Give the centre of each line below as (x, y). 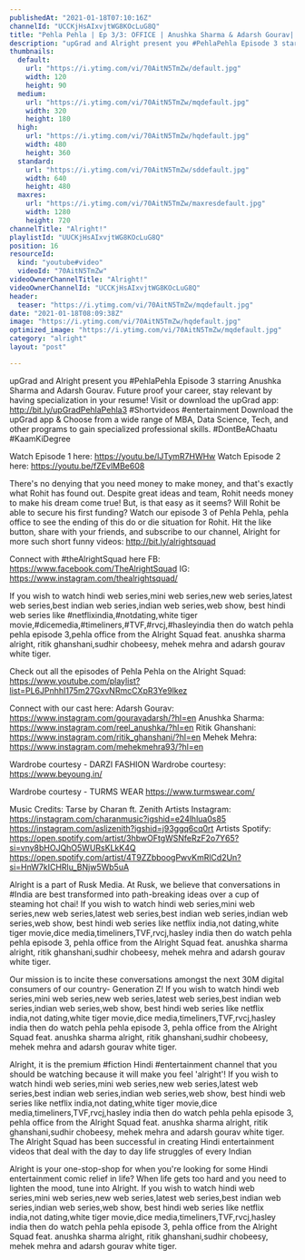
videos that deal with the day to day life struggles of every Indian (131, 1151)
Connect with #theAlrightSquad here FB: (85, 558)
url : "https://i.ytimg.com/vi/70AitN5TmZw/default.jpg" (134, 69)
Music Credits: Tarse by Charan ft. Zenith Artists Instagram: (120, 809)
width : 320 (46, 111)
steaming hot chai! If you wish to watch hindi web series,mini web (133, 903)
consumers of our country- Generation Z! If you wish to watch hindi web (144, 989)
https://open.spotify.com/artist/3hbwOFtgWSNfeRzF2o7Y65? (124, 838)
